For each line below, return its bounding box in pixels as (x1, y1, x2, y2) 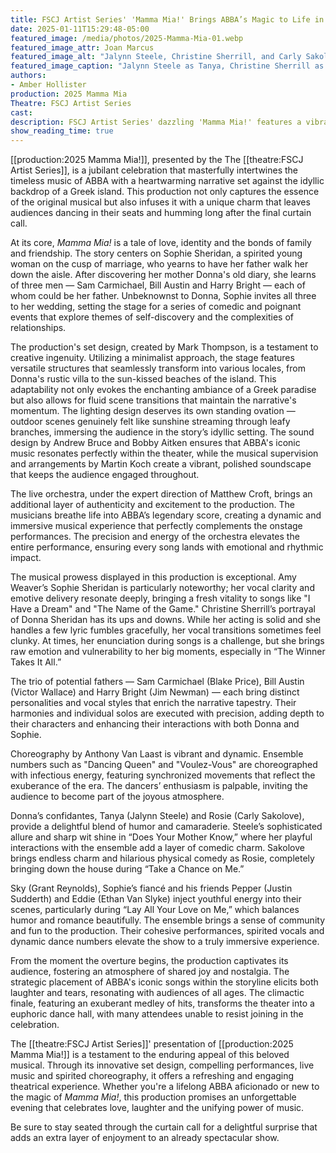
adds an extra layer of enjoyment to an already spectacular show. (10, 1132, 280, 1144)
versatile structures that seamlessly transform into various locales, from (10, 362, 306, 375)
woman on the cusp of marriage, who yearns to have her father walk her (10, 258, 309, 270)
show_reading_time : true (10, 126, 114, 136)
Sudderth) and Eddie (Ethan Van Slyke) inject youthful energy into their (10, 893, 302, 905)
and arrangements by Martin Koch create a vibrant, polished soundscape (10, 458, 312, 470)
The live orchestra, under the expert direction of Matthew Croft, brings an (10, 488, 313, 500)
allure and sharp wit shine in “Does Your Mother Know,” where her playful (10, 831, 313, 843)
